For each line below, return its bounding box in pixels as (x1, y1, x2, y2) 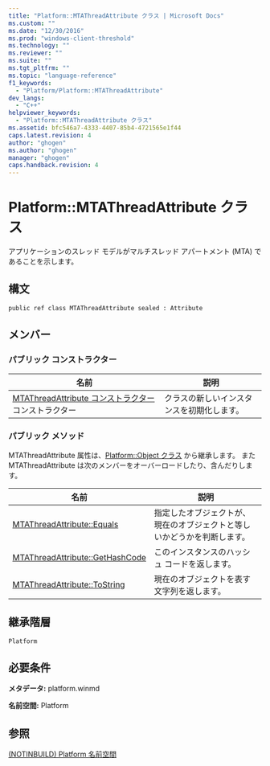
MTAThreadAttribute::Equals (12, 518, 119, 530)
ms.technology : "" (8, 42, 70, 50)
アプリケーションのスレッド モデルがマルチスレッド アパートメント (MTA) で (8, 247, 262, 256)
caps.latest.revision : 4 (8, 131, 92, 139)
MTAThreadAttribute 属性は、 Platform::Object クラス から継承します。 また (8, 450, 256, 460)
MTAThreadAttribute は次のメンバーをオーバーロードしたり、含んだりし (8, 460, 247, 470)
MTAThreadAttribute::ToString (12, 579, 125, 590)
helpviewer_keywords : (8, 109, 81, 117)
